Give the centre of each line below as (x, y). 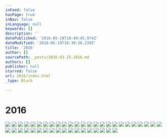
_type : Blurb (19, 81)
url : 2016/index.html (28, 76)
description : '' (22, 33)
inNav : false (19, 19)
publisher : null (22, 66)
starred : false (21, 72)
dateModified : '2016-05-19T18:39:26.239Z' (51, 43)
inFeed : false (20, 10)
